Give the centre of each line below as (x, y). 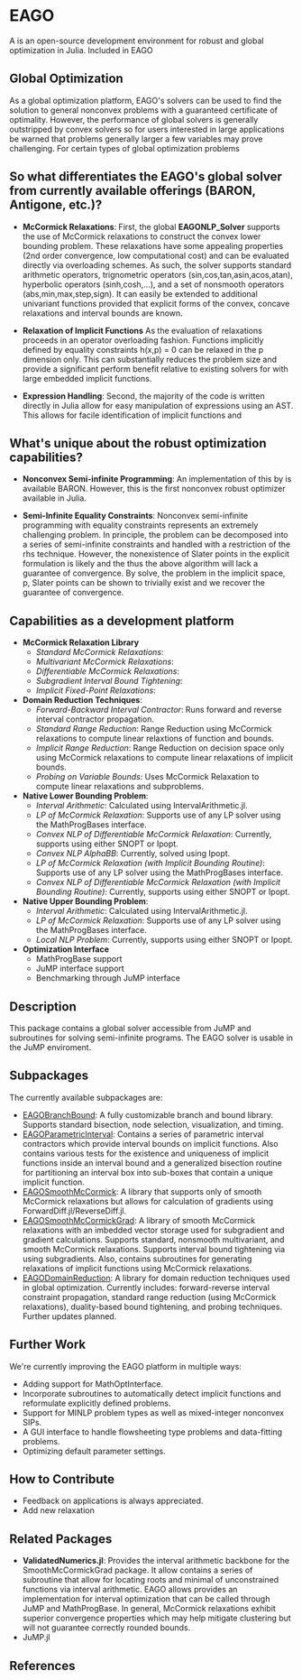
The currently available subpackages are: (87, 1097)
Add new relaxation (58, 1510)
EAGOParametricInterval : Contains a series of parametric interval (143, 1134)
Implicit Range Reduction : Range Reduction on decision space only (160, 748)
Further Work (48, 1345)
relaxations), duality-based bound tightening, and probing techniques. (152, 1306)
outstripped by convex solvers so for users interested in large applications (147, 129)
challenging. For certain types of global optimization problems (125, 148)
